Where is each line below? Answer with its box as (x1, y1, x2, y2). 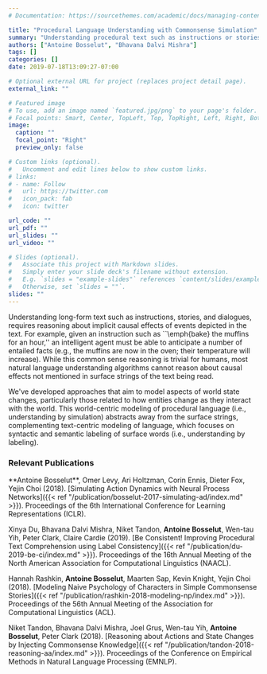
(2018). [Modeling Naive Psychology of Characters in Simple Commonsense (8, 582, 257, 591)
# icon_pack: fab (8, 195, 73, 203)
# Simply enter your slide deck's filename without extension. (8, 268, 229, 276)
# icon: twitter (8, 202, 69, 211)
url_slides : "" (8, 232, 59, 240)
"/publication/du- (186, 541, 244, 551)
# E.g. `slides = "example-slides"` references (8, 275, 176, 283)
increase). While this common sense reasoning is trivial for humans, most (8, 354, 248, 364)
